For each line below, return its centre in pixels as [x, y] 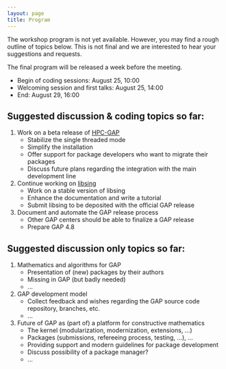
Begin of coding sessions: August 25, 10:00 [78, 80]
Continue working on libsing [56, 183]
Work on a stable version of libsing [76, 191]
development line [52, 176]
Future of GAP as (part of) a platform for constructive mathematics [111, 323]
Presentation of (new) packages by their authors [96, 272]
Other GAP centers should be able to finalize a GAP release [111, 220]
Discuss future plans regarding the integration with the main [112, 169]
